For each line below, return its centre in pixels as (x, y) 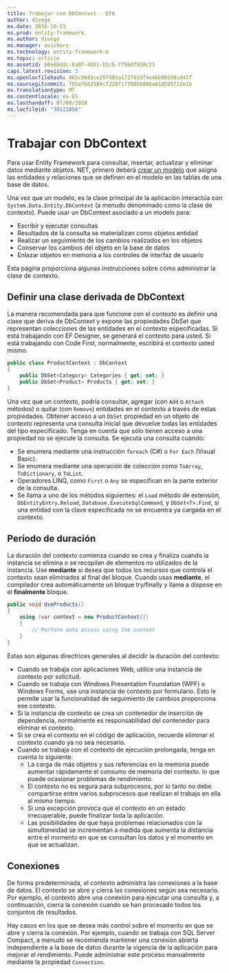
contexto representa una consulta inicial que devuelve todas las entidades (112, 423)
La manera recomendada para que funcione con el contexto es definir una (112, 314)
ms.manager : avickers (38, 45)
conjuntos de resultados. (42, 912)
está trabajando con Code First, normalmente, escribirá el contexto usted (111, 343)
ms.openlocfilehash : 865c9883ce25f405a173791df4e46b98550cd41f (100, 77)
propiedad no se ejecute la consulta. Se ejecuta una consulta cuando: (106, 438)
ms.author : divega (33, 39)
